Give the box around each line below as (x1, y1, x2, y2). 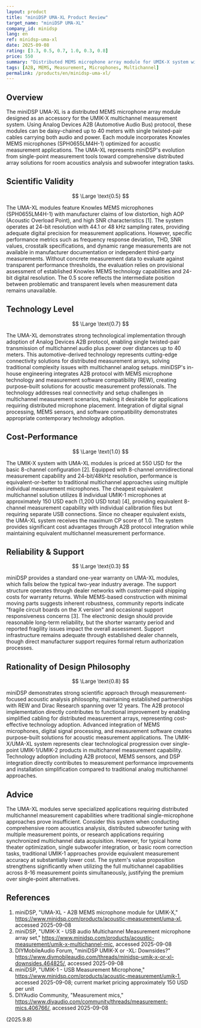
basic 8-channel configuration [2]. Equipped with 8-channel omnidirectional (6, 466, 193, 473)
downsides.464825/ (14, 960, 65, 967)
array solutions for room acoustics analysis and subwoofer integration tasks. (6, 159, 194, 167)
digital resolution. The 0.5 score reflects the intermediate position (14, 274, 175, 281)
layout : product (6, 8, 47, 15)
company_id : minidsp (6, 25, 58, 32)
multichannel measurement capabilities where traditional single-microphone (6, 812, 194, 819)
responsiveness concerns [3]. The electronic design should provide (6, 613, 173, 620)
